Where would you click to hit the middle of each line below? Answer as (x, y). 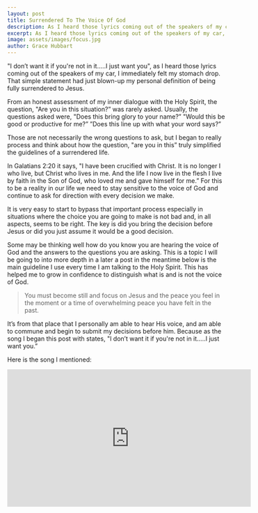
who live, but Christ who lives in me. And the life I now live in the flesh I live (115, 173)
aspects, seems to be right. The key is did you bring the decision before (110, 224)
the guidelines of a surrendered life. (58, 152)
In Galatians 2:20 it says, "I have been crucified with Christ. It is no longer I (114, 166)
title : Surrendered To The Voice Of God (67, 20)
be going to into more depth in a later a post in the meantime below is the (112, 260)
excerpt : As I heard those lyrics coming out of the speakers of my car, (116, 33)
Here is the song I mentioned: (49, 359)
